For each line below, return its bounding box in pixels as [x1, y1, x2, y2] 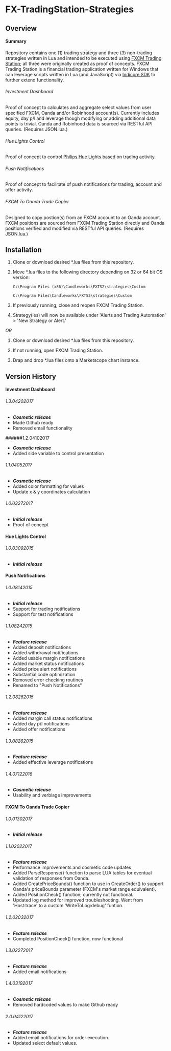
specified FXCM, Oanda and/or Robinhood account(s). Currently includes [5, 110, 160, 116]
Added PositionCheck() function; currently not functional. [12, 892, 134, 898]
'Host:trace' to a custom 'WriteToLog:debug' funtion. [12, 903, 124, 909]
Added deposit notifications [12, 644, 71, 650]
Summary [5, 38, 27, 45]
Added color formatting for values [12, 483, 84, 489]
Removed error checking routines [12, 677, 83, 683]
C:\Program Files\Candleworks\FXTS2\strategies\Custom [12, 293, 132, 298]
